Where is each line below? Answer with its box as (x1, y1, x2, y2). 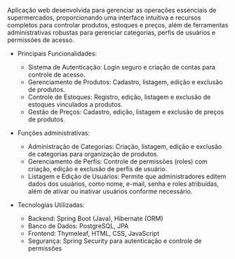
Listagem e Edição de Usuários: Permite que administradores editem (27, 172, 227, 180)
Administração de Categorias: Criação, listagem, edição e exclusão (27, 142, 222, 150)
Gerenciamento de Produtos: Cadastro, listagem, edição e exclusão (27, 78, 223, 86)
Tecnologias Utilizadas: (17, 201, 86, 209)
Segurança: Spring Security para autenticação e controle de (27, 237, 202, 245)
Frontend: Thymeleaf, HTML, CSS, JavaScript (27, 230, 160, 237)
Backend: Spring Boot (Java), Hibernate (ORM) (27, 214, 163, 223)
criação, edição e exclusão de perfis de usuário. (27, 165, 168, 173)
